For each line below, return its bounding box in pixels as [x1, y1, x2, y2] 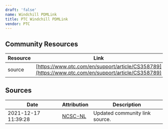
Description [112, 101, 141, 108]
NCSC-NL [61, 112, 86, 119]
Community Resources [5, 39, 78, 48]
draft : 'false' [5, 7, 37, 12]
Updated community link [93, 109, 151, 116]
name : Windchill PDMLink [5, 12, 57, 17]
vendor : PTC [5, 21, 30, 26]
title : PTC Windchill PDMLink [5, 16, 68, 21]
